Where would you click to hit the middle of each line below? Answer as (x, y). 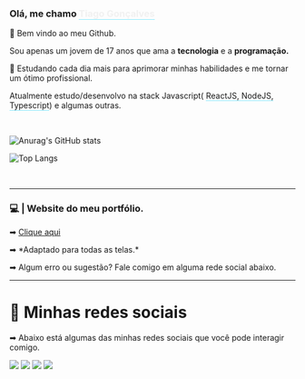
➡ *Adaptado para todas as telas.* (74, 249)
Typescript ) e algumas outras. (65, 105)
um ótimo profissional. (51, 78)
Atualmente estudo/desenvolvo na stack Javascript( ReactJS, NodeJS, (142, 96)
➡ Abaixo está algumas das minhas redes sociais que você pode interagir (147, 337)
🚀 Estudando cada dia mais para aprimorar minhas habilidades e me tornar (149, 69)
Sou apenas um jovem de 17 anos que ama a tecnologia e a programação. (149, 51)
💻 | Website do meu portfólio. (77, 209)
